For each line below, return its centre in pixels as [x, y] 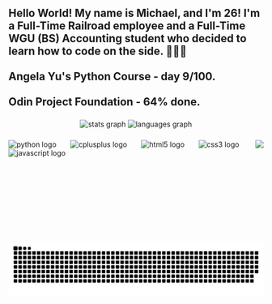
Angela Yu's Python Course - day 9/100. [112, 77]
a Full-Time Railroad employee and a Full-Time [127, 26]
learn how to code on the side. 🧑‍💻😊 [98, 51]
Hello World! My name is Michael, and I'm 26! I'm [134, 13]
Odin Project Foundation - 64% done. [104, 102]
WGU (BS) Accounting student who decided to [127, 39]
